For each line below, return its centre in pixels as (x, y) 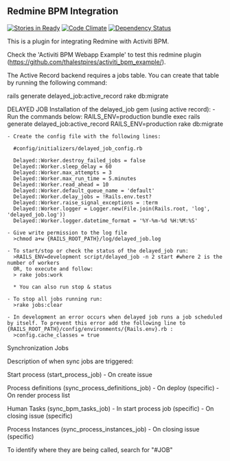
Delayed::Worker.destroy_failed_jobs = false (80, 160)
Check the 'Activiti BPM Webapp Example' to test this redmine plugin (104, 54)
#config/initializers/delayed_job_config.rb (78, 148)
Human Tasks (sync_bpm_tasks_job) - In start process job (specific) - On (111, 408)
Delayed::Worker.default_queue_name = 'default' (84, 191)
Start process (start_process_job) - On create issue (80, 374)
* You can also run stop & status (62, 287)
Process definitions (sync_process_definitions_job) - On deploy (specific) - (113, 387)
